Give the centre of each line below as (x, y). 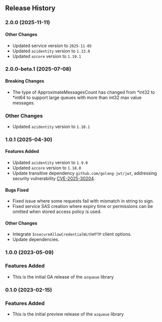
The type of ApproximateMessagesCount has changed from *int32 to (84, 92)
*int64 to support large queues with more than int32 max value (77, 97)
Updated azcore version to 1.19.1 (47, 56)
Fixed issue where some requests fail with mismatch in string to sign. (83, 201)
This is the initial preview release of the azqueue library (68, 314)
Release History (30, 8)
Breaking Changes (25, 81)
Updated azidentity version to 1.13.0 (51, 51)
